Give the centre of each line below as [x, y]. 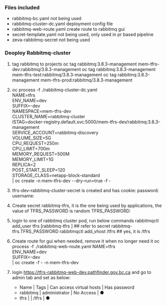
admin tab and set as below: [41, 277]
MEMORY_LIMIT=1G [33, 159]
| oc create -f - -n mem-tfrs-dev [45, 262]
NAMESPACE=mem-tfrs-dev [41, 111]
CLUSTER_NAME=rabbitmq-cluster [49, 116]
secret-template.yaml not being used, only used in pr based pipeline [83, 35]
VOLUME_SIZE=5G [31, 138]
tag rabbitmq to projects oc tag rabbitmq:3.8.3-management [74, 64]
